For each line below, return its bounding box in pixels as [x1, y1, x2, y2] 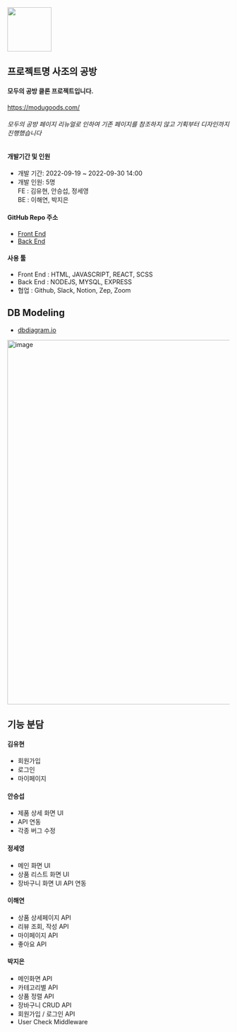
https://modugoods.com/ [7, 102, 80, 112]
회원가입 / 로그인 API [17, 1010, 75, 1019]
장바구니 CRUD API [17, 1001, 72, 1009]
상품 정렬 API [17, 992, 54, 1001]
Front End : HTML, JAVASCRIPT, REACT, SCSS [17, 270, 153, 278]
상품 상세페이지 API [17, 913, 72, 922]
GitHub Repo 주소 [7, 213, 59, 221]
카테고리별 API [17, 983, 59, 992]
